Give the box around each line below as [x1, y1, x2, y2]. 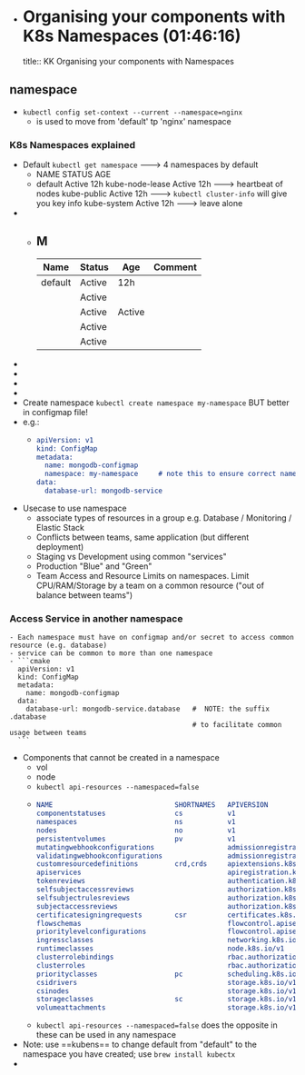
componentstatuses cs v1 [35, 809, 236, 819]
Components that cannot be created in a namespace [22, 752, 220, 763]
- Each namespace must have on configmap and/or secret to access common [9, 633, 295, 642]
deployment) [35, 541, 84, 552]
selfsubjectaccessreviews [35, 885, 134, 894]
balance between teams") [35, 589, 133, 601]
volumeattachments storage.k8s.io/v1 [35, 1003, 297, 1012]
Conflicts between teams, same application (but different [35, 532, 250, 542]
